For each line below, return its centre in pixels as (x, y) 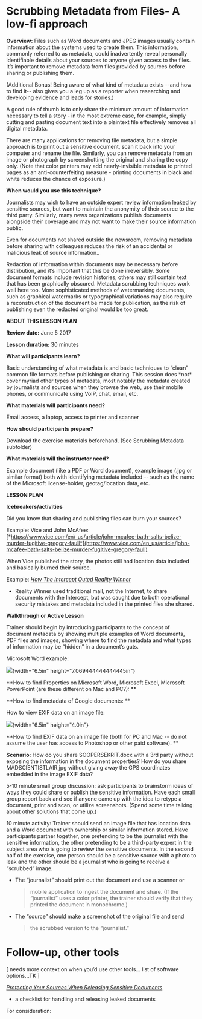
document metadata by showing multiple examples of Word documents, (96, 634)
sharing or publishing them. (40, 73)
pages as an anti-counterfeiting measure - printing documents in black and (99, 172)
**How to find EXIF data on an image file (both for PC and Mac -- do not (96, 736)
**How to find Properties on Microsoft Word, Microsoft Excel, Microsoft (96, 683)
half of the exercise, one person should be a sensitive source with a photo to (101, 855)
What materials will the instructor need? (58, 459)
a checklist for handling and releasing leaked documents (85, 999)
